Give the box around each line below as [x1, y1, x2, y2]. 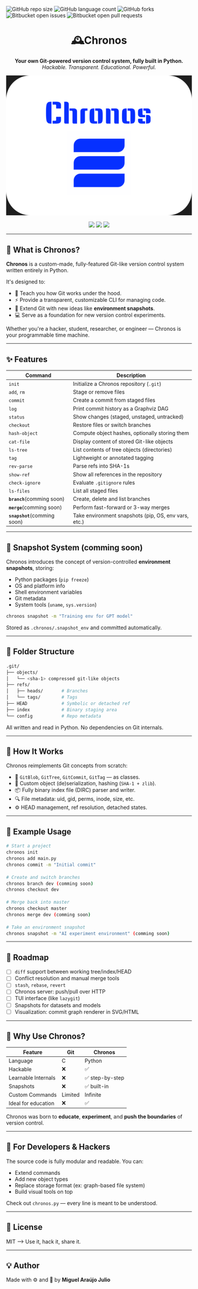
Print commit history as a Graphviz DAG [72, 405, 169, 412]
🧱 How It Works [6, 746, 64, 757]
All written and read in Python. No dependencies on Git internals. [6, 724, 164, 731]
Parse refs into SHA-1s [72, 462, 130, 470]
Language [8, 1057, 34, 1065]
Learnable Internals [8, 1074, 56, 1081]
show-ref [8, 472, 31, 478]
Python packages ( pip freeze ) [14, 576, 90, 583]
